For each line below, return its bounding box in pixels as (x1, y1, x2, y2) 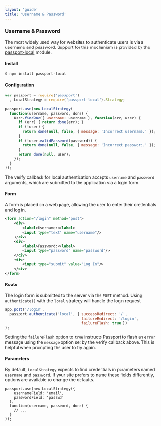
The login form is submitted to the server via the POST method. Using (5, 292, 142, 298)
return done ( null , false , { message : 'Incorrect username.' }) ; (22, 129, 156, 134)
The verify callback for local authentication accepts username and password (5, 174, 155, 180)
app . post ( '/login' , (5, 307, 45, 312)
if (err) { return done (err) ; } (18, 120, 84, 125)
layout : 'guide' (5, 7, 38, 12)
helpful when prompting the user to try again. (5, 345, 96, 351)
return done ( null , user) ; (18, 152, 71, 157)
